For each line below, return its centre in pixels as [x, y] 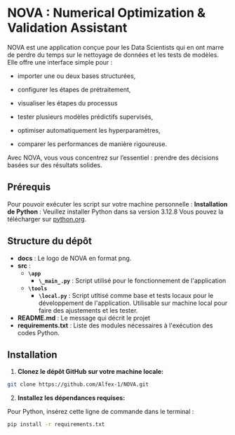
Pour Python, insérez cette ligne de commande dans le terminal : [101, 412]
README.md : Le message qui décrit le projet [84, 318]
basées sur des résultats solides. [55, 165]
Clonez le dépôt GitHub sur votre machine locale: [90, 372]
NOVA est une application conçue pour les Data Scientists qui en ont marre [116, 47]
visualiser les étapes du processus [67, 103]
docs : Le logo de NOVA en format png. [74, 258]
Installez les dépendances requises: [71, 398]
